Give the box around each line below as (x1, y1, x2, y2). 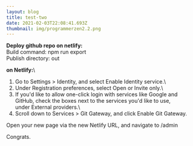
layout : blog (6, 8, 39, 15)
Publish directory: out (6, 55, 60, 62)
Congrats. (6, 133, 31, 141)
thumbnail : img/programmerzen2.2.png (6, 25, 101, 32)
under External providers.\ (14, 103, 80, 111)
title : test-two (6, 14, 47, 20)
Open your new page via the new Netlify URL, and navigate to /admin (6, 121, 178, 129)
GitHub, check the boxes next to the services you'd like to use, (14, 97, 171, 105)
